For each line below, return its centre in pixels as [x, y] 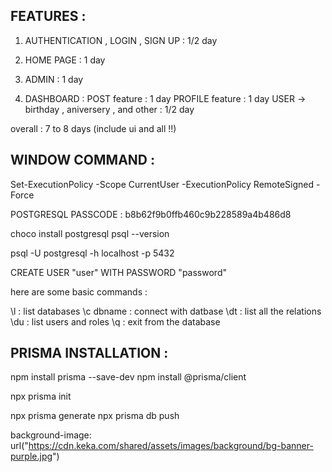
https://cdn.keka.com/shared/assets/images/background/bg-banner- [171, 446]
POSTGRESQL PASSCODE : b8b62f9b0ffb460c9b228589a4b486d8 [151, 214]
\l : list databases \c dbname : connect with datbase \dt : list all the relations [166, 311]
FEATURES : [48, 16]
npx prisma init [41, 396]
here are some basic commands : [79, 291]
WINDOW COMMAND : [82, 160]
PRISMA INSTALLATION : [89, 353]
